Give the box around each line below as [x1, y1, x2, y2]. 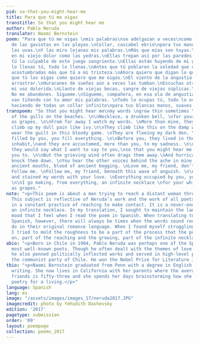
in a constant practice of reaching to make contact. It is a [11, 202, 168, 208]
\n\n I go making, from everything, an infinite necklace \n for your [11, 180, 184, 186]
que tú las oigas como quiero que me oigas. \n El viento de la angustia [11, 75, 192, 81]
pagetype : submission [6, 312, 60, 318]
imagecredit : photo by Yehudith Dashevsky [6, 301, 113, 307]
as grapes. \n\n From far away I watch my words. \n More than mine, [11, 119, 182, 125]
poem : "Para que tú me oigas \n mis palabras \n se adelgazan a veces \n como [6, 36, 192, 42]
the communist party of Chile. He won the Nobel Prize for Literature [11, 257, 190, 263]
